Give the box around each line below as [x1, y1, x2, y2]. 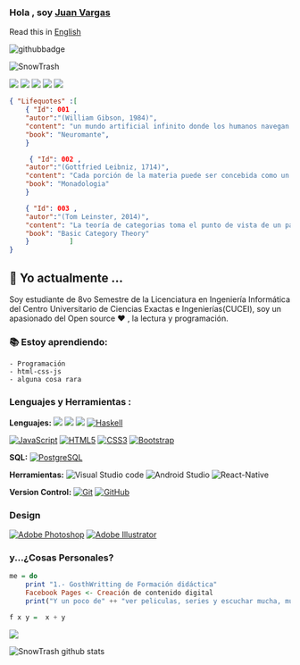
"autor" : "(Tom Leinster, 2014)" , [25, 212, 150, 221]
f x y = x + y [9, 612, 66, 622]
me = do [9, 572, 38, 581]
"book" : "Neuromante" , [25, 130, 110, 139]
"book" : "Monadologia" [25, 180, 110, 189]
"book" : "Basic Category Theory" [25, 229, 150, 238]
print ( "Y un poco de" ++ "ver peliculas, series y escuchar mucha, [25, 596, 281, 605]
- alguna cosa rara [9, 375, 82, 384]
